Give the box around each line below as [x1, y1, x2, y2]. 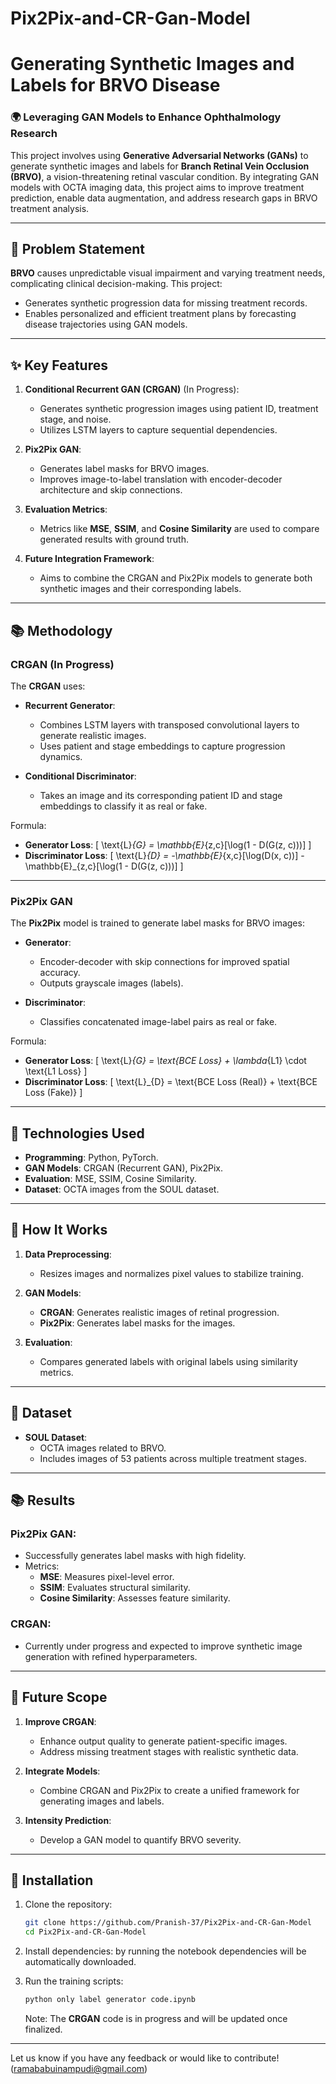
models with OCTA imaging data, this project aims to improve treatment [10, 181, 305, 193]
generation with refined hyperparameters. [24, 1650, 198, 1662]
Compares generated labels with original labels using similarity [39, 1355, 298, 1367]
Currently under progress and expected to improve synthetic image [24, 1640, 303, 1652]
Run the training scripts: [24, 1975, 124, 1987]
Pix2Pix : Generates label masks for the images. [39, 1317, 236, 1329]
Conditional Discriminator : [24, 770, 137, 782]
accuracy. [39, 967, 81, 979]
